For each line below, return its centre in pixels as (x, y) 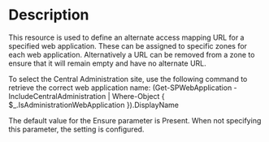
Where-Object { (139, 96)
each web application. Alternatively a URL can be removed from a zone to (132, 54)
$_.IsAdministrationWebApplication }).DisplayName (94, 105)
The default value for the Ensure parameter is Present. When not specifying (135, 120)
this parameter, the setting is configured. (76, 129)
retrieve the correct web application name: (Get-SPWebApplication (120, 88)
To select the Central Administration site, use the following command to (128, 79)
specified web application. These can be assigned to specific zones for (128, 45)
